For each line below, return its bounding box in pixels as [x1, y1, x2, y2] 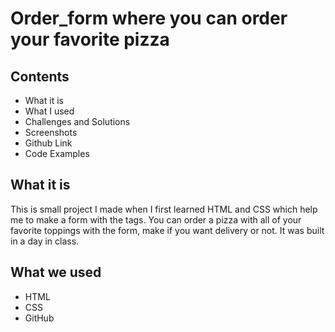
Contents [10, 68, 70, 85]
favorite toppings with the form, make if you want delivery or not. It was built [10, 224, 325, 236]
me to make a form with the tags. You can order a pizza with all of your [10, 213, 302, 226]
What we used [10, 264, 102, 281]
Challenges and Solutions [24, 116, 131, 127]
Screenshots [24, 127, 78, 138]
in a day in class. [10, 235, 80, 247]
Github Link [24, 137, 73, 149]
